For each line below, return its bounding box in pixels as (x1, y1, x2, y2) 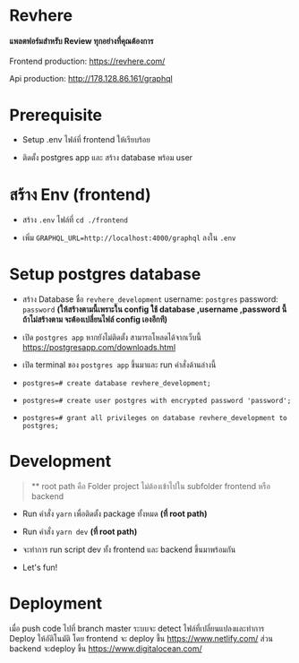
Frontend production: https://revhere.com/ (9, 56, 166, 67)
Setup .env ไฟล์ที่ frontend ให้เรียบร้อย (21, 134, 150, 145)
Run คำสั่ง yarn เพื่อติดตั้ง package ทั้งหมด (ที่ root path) (21, 508, 208, 520)
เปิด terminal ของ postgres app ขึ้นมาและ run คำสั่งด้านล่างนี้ (21, 359, 217, 370)
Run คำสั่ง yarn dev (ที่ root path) (21, 526, 138, 538)
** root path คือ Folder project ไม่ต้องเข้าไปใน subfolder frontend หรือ (30, 481, 271, 492)
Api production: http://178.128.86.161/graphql (9, 73, 173, 84)
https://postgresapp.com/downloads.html (21, 342, 176, 353)
